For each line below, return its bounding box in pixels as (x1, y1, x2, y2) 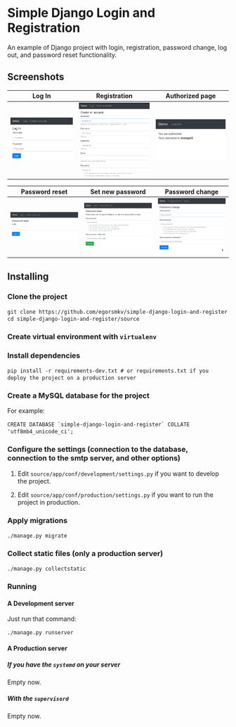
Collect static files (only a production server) (7, 548, 164, 558)
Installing (7, 270, 49, 282)
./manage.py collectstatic (7, 565, 86, 573)
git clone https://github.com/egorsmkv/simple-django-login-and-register (7, 308, 228, 315)
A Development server (7, 599, 75, 607)
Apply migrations (7, 515, 68, 525)
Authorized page (165, 91, 216, 100)
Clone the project (7, 291, 68, 301)
